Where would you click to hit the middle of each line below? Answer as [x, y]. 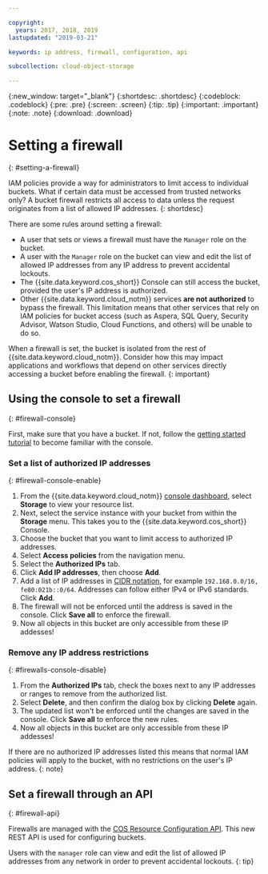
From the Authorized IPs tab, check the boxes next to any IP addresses [138, 685]
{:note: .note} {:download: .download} [70, 114]
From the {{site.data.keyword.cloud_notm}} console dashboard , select [136, 496]
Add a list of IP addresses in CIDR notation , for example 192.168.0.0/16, [139, 581]
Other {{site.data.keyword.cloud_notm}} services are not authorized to [137, 299]
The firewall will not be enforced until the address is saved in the [126, 607]
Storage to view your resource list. [77, 505]
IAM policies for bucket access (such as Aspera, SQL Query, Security [134, 316]
